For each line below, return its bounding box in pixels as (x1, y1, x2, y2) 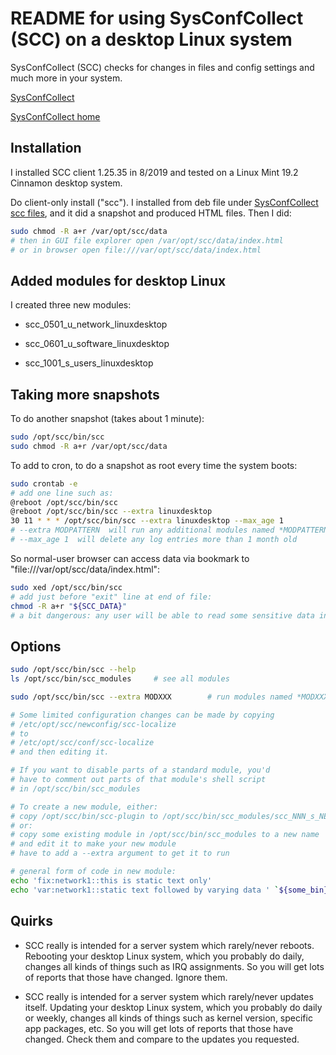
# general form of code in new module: (10, 867, 177, 877)
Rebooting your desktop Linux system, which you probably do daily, (24, 950, 305, 962)
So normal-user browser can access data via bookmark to (10, 552, 250, 564)
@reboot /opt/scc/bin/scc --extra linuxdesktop (10, 507, 213, 517)
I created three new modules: (10, 299, 132, 311)
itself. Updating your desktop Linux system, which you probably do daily (24, 1001, 323, 1013)
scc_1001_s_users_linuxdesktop (24, 357, 154, 369)
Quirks (10, 913, 53, 930)
